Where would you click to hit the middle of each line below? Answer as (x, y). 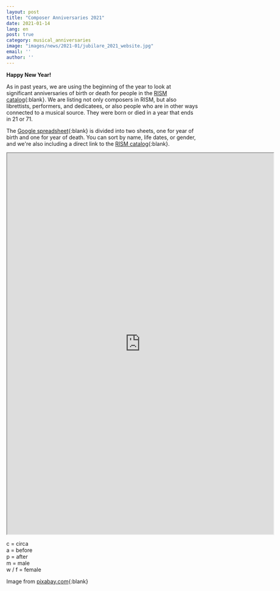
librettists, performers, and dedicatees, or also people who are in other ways (102, 106)
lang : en (17, 29)
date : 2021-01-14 (28, 23)
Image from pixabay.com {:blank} (47, 581)
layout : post (23, 12)
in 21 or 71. (20, 119)
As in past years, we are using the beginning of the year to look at (89, 87)
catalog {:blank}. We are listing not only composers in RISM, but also (91, 99)
